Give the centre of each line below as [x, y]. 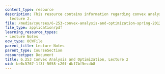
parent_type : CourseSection [34, 50]
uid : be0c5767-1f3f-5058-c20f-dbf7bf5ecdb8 [50, 64]
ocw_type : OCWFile [24, 41]
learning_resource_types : [31, 32]
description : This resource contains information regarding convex [76, 14]
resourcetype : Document [29, 55]
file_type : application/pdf [34, 28]
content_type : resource [29, 9]
